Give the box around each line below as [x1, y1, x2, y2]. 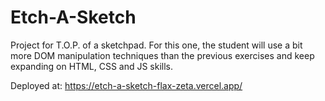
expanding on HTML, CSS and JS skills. [10, 60, 174, 72]
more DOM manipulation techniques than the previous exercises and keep [10, 49, 315, 61]
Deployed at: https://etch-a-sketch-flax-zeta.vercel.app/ [10, 79, 243, 91]
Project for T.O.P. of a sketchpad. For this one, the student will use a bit [10, 39, 303, 51]
